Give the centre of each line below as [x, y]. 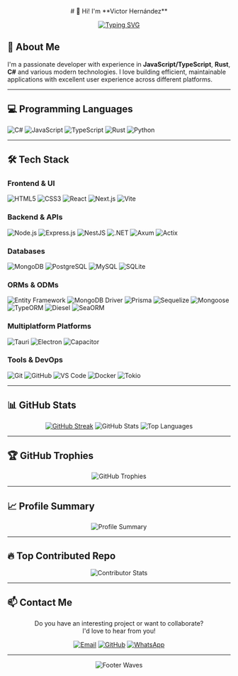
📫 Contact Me [40, 603]
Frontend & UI [31, 183]
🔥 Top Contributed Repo [62, 556]
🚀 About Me [34, 47]
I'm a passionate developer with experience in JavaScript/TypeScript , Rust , [119, 64]
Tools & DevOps [35, 360]
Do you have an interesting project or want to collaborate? [119, 623]
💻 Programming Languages [70, 109]
